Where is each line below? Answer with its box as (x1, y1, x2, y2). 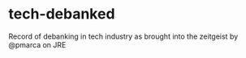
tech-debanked (8, 5, 115, 23)
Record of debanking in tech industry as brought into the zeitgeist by (8, 31, 239, 41)
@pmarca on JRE (8, 39, 67, 49)
